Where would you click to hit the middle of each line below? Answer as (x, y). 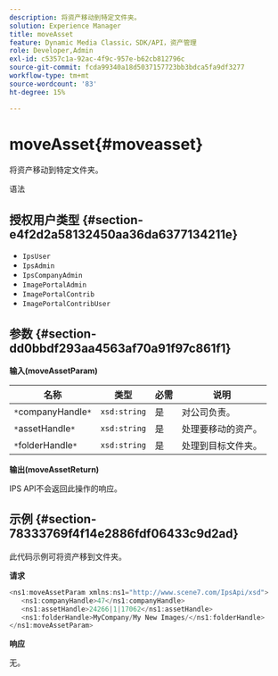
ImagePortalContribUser (66, 305)
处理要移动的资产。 (222, 430)
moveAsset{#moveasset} (106, 144)
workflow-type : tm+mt (49, 76)
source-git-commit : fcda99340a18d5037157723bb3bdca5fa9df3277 (127, 68)
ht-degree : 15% (37, 92)
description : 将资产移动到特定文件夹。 (75, 17)
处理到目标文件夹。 (222, 446)
